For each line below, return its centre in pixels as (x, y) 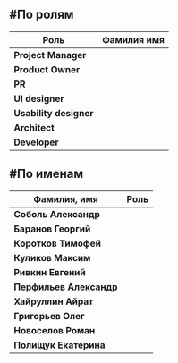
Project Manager (50, 55)
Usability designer (54, 113)
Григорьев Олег (49, 316)
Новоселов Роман (55, 330)
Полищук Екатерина (59, 345)
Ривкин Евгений (50, 272)
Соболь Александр (57, 214)
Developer (36, 142)
